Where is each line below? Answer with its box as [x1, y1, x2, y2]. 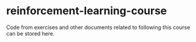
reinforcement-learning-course [6, 4, 167, 18]
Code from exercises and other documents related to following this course [6, 24, 191, 31]
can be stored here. [6, 30, 55, 37]
